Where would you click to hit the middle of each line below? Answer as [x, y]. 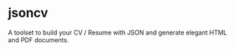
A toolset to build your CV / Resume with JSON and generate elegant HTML [118, 32]
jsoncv [28, 13]
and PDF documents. [38, 39]
